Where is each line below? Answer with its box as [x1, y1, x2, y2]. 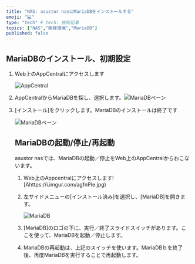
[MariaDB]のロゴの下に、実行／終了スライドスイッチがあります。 [23, 224, 181, 231]
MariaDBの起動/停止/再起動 [14, 138, 115, 148]
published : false [6, 31, 49, 36]
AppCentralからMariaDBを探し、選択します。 [14, 94, 125, 101]
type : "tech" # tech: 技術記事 [6, 19, 79, 25]
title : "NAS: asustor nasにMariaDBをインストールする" [6, 8, 134, 15]
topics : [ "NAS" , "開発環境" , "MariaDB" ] [6, 25, 98, 31]
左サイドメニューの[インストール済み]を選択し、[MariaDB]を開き [23, 193, 181, 200]
